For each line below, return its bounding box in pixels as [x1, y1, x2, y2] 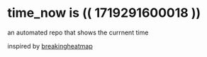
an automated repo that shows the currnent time [7, 28, 149, 37]
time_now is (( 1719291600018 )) [7, 5, 201, 21]
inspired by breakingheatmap [7, 42, 94, 50]
